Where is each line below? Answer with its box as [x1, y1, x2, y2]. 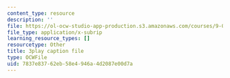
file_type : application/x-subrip [7, 28, 103, 36]
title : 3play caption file [7, 48, 84, 55]
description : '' [7, 16, 53, 23]
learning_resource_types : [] [7, 35, 90, 42]
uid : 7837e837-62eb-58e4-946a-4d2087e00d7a [7, 60, 133, 67]
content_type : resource [7, 9, 75, 17]
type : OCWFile [7, 54, 48, 61]
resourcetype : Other [7, 41, 66, 48]
